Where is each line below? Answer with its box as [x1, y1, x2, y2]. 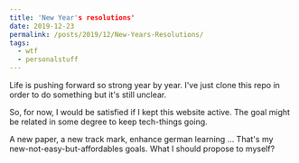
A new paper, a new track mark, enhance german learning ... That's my [9, 134, 274, 144]
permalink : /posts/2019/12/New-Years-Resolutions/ [9, 30, 204, 39]
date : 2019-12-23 [9, 22, 75, 31]
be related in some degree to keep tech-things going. [9, 116, 208, 127]
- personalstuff [17, 55, 79, 64]
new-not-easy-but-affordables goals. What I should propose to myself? [9, 143, 276, 154]
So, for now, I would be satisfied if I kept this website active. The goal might [9, 107, 291, 117]
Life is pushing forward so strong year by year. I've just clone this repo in [9, 80, 280, 90]
